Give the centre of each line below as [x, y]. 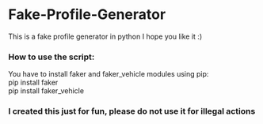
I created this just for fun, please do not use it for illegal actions [132, 111]
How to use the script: [51, 57]
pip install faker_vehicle [46, 91]
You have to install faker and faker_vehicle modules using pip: [109, 74]
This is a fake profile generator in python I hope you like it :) [105, 36]
